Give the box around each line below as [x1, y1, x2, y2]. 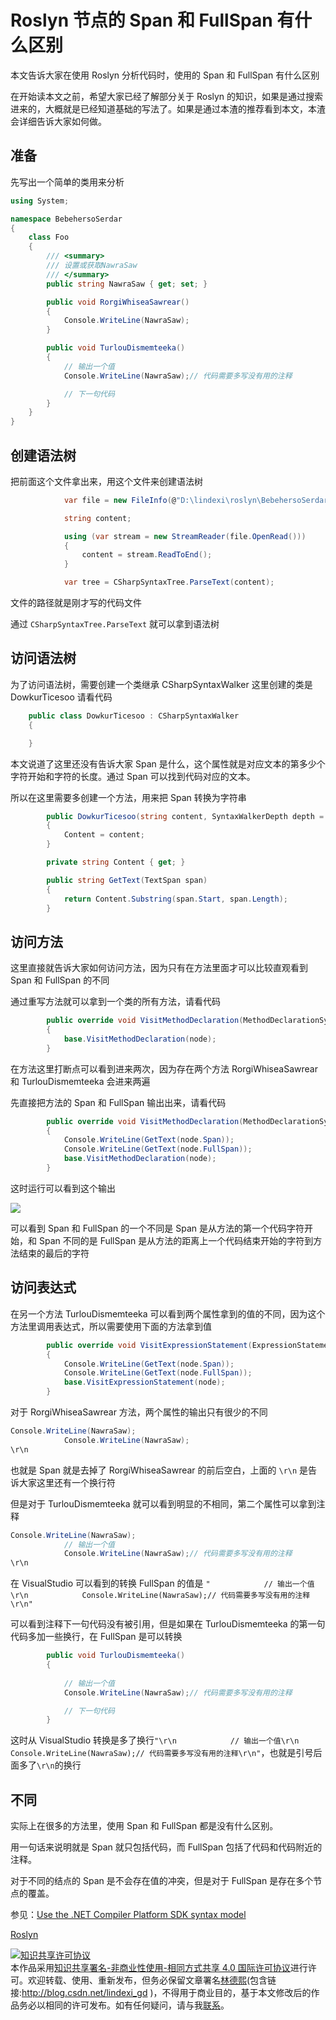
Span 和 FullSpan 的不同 [10, 974, 110, 986]
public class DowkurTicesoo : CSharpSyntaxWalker [28, 711, 240, 721]
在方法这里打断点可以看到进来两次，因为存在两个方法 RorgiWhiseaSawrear [10, 1062, 318, 1075]
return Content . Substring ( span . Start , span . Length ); [63, 894, 288, 904]
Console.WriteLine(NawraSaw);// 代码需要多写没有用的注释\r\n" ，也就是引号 [10, 1747, 314, 1759]
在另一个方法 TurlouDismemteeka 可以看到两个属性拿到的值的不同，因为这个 [10, 1307, 326, 1320]
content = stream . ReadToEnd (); [81, 550, 213, 560]
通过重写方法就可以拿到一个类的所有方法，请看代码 [10, 996, 221, 1008]
